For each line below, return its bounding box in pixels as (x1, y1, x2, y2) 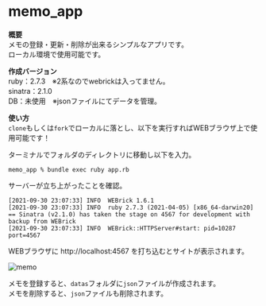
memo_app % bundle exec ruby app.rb (8, 165, 129, 173)
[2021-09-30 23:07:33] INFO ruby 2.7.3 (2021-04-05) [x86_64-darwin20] (8, 203, 254, 211)
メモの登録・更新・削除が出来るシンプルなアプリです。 (8, 39, 189, 49)
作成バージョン (8, 66, 57, 76)
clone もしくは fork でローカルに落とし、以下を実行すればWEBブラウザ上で (8, 122, 251, 133)
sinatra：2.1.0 (8, 86, 53, 95)
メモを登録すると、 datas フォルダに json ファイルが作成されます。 (8, 278, 221, 288)
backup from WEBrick (8, 217, 77, 225)
